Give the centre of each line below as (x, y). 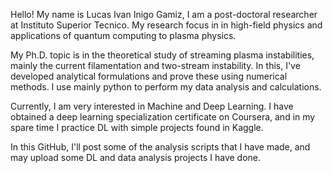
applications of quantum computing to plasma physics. (123, 35)
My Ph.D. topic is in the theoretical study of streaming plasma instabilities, (162, 55)
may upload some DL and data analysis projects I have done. (136, 157)
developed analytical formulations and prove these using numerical (149, 76)
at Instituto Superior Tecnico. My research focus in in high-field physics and (166, 25)
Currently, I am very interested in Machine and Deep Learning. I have (152, 106)
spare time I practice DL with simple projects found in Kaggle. (137, 127)
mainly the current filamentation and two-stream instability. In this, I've (155, 65)
